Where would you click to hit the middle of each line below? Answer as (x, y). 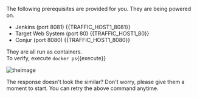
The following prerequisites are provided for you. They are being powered (99, 9)
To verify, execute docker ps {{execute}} (56, 58)
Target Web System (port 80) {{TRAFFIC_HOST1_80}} (82, 33)
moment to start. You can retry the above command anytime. (83, 88)
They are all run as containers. (44, 52)
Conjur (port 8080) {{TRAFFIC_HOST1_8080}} (73, 40)
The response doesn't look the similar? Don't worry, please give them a (95, 82)
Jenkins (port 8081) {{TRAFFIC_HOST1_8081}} (73, 27)
